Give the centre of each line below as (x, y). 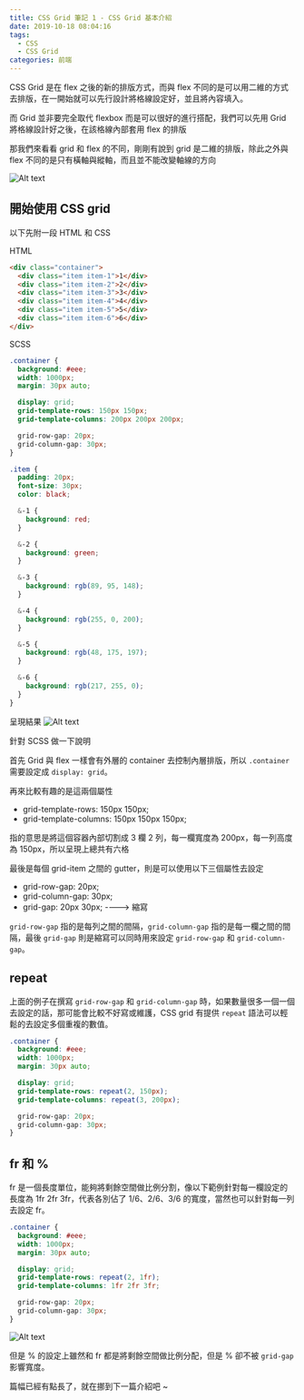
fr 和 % (29, 1164)
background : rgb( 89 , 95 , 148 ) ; (85, 586)
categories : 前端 (41, 60)
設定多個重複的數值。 (73, 1023)
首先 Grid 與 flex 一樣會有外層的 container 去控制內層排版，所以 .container (150, 760)
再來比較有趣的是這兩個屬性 (61, 791)
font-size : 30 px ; (50, 486)
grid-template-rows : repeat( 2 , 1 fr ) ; (89, 1278)
